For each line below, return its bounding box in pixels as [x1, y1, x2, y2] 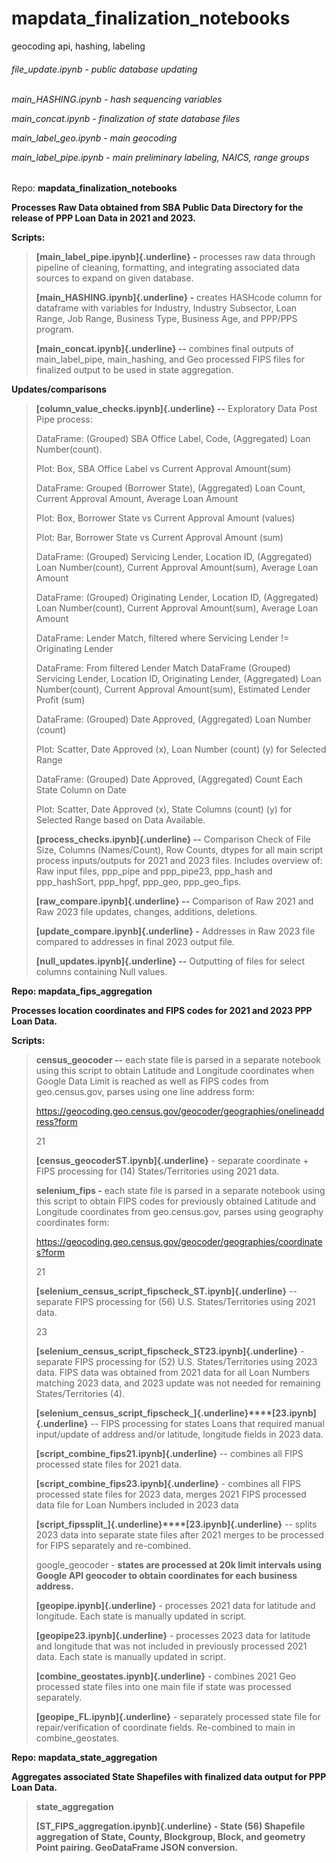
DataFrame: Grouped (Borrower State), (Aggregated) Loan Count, [35, 482, 306, 494]
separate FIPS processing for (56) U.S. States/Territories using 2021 [35, 1296, 316, 1308]
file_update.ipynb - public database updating [11, 63, 198, 75]
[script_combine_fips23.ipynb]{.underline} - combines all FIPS [35, 1478, 302, 1490]
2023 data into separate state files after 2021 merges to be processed [35, 1529, 324, 1541]
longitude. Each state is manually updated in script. [35, 1610, 247, 1622]
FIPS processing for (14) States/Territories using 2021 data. [35, 1165, 280, 1177]
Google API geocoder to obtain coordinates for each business [35, 1570, 298, 1582]
